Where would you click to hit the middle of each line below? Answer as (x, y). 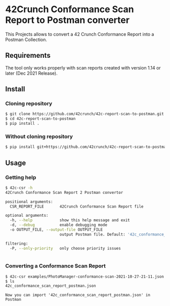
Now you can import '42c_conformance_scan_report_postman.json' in (78, 295)
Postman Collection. (26, 40)
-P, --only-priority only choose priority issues (66, 248)
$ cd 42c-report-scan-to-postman (40, 119)
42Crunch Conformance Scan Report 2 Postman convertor (64, 192)
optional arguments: (27, 216)
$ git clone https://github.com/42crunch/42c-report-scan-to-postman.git (85, 114)
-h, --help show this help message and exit (70, 220)
